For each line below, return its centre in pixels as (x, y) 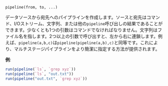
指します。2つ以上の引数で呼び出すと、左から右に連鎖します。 (93, 36)
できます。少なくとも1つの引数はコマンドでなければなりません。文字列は (81, 30)
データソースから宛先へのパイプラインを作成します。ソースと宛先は (76, 17)
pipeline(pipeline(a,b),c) (86, 43)
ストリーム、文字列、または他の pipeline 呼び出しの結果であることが (91, 24)
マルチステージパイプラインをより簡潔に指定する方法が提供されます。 (87, 49)
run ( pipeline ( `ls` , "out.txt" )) (39, 74)
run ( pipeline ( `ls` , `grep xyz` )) (41, 69)
